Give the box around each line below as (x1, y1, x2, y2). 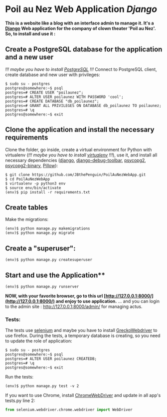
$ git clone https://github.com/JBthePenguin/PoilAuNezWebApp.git (5, 172, 146, 177)
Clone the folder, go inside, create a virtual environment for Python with (5, 146, 152, 152)
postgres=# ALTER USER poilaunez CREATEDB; (5, 356, 97, 361)
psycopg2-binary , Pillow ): (5, 162, 58, 168)
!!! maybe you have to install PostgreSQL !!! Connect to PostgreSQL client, (5, 66, 157, 72)
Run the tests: (5, 374, 34, 380)
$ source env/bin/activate (5, 185, 61, 190)
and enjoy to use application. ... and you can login (55, 298, 160, 304)
